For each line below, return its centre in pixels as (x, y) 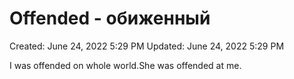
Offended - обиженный (110, 18)
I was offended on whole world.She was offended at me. (125, 65)
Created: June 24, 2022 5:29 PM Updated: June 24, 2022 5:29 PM (147, 46)
